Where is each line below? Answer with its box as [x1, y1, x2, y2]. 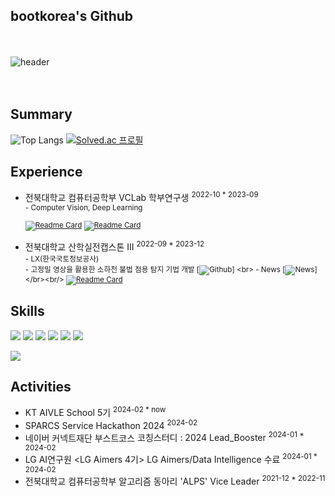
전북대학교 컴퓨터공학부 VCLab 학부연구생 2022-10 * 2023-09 [24, 190, 259, 204]
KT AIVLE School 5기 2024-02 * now [24, 405, 167, 419]
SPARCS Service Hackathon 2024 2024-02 [24, 418, 198, 431]
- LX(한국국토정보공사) [24, 254, 100, 264]
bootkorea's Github [10, 8, 134, 25]
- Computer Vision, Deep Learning [24, 203, 143, 213]
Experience [10, 164, 83, 181]
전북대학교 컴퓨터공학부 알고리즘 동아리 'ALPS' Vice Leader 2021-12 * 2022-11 [24, 474, 326, 487]
